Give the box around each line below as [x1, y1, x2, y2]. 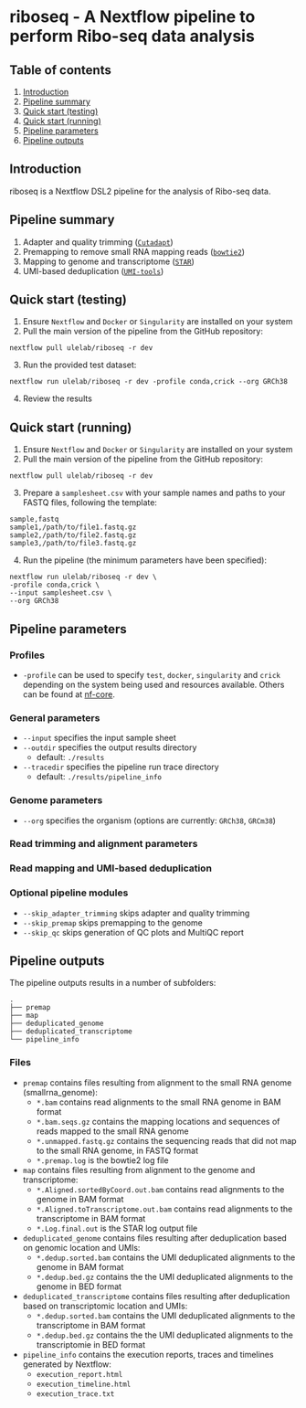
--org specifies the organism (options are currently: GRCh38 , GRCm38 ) [22, 815, 277, 826]
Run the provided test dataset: [22, 359, 137, 371]
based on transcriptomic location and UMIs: [22, 1300, 188, 1311]
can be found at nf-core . [22, 688, 116, 700]
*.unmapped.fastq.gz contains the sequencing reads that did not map [36, 1135, 297, 1146]
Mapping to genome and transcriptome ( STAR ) [22, 256, 195, 267]
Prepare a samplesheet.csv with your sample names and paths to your [22, 487, 286, 499]
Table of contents [9, 62, 111, 78]
